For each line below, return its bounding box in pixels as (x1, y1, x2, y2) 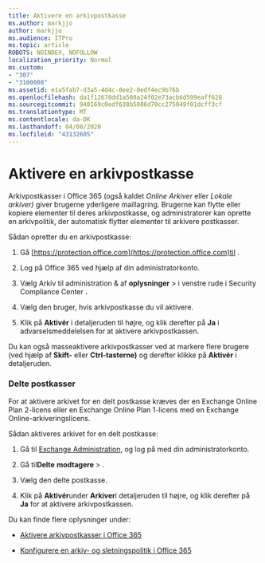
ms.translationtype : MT (8, 108, 88, 116)
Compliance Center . (19, 286, 88, 296)
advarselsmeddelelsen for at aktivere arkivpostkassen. (19, 326, 200, 336)
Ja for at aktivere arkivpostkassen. (19, 499, 134, 509)
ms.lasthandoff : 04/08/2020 (8, 123, 102, 131)
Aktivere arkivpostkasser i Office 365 (19, 530, 142, 539)
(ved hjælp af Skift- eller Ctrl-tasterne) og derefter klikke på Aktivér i (8, 350, 237, 360)
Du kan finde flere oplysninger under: (8, 514, 131, 524)
